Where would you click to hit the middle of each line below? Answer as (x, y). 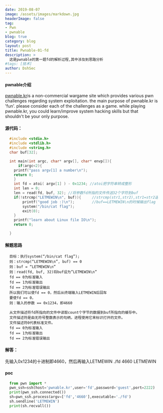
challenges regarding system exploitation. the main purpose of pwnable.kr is (81, 101)
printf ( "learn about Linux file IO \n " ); (55, 220)
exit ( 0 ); (31, 211)
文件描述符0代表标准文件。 (32, 323)
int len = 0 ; (27, 188)
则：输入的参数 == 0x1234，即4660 (41, 303)
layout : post (18, 46)
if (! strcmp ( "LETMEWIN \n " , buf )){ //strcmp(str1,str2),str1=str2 (84, 197)
